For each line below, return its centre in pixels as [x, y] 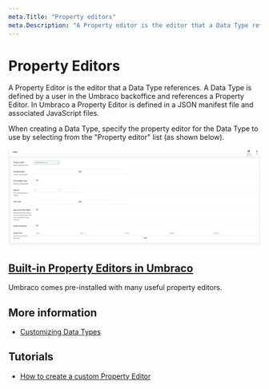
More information [53, 313]
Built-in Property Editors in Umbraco [101, 268]
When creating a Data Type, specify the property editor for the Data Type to [133, 129]
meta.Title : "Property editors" [62, 17]
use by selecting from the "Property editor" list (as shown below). [116, 137]
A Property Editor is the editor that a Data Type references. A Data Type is [130, 88]
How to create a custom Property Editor [85, 376]
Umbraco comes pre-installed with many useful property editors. [115, 288]
